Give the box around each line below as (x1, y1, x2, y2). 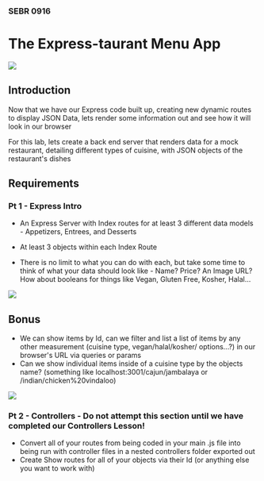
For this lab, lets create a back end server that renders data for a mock (8, 137, 239, 146)
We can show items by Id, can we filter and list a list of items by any (19, 333, 241, 343)
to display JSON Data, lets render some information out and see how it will (8, 113, 251, 122)
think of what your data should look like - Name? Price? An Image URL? (19, 266, 253, 275)
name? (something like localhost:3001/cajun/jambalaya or (19, 367, 209, 377)
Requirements (8, 177, 79, 190)
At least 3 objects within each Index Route (19, 242, 157, 252)
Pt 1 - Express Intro (8, 200, 82, 211)
